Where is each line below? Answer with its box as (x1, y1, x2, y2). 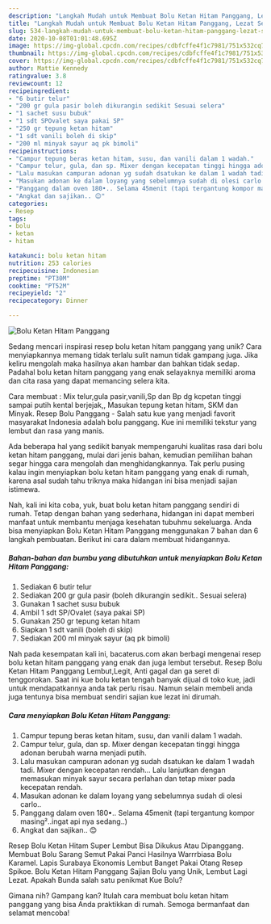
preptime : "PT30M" (8, 274, 70, 283)
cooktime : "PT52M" (8, 282, 70, 290)
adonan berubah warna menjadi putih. (19, 748, 147, 758)
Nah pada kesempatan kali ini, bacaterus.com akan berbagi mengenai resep (8, 649, 261, 658)
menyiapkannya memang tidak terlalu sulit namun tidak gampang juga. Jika (8, 351, 258, 359)
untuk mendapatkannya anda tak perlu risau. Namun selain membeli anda (8, 683, 252, 693)
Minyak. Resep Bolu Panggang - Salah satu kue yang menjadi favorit (8, 409, 236, 418)
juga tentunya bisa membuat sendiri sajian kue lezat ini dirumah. (8, 691, 222, 701)
